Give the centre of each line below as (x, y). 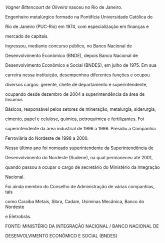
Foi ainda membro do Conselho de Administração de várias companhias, (80, 186)
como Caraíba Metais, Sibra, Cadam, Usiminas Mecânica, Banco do (75, 201)
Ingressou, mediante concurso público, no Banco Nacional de (69, 46)
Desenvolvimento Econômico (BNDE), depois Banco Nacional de (72, 55)
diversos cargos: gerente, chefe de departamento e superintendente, (76, 85)
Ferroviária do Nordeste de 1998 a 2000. (47, 138)
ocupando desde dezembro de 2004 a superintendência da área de (75, 94)
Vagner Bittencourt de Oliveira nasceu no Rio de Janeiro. (64, 7)
